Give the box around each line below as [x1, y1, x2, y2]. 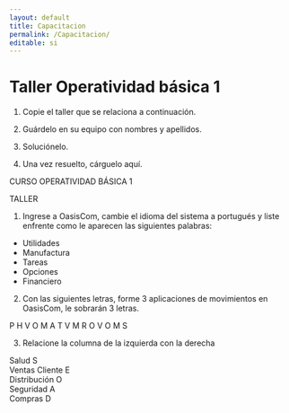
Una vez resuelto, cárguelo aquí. [22, 159, 143, 170]
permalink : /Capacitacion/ [9, 30, 110, 39]
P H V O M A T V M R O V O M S [9, 321, 128, 331]
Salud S [9, 356, 39, 366]
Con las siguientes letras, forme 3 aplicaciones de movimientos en [22, 294, 268, 304]
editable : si [9, 38, 58, 48]
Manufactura [22, 248, 70, 259]
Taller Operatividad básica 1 [9, 77, 221, 97]
